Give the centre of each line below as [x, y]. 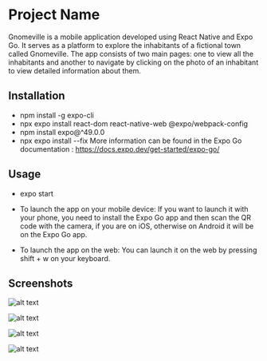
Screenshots [41, 283]
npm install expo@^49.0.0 [62, 132]
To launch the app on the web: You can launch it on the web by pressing [138, 250]
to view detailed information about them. [75, 70]
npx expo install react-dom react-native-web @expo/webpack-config [134, 123]
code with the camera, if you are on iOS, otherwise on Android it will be [137, 226]
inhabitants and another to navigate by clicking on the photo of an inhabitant [133, 62]
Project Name [54, 15]
